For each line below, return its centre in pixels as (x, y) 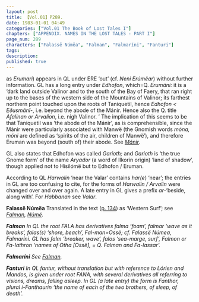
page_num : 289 (24, 39)
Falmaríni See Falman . (34, 256)
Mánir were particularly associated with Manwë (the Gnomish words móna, (98, 129)
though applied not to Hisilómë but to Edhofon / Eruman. (75, 166)
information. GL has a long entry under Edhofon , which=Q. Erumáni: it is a (96, 85)
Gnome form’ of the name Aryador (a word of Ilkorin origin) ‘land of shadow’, (100, 160)
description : (22, 56)
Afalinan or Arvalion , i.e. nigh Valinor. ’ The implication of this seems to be (97, 116)
